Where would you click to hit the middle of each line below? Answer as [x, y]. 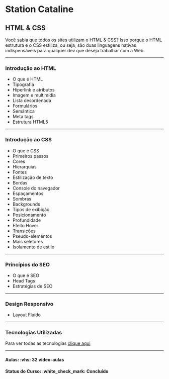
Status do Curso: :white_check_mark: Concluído [57, 371]
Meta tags [23, 117]
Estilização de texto [33, 177]
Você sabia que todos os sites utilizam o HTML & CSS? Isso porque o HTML [84, 40]
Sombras [22, 199]
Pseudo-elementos [32, 236]
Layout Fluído [27, 315]
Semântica [24, 111]
